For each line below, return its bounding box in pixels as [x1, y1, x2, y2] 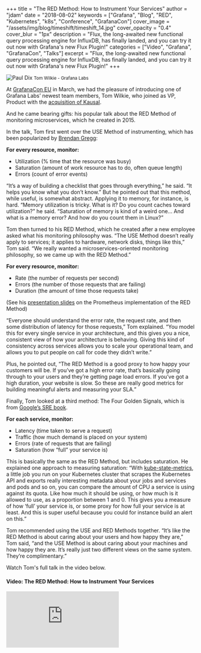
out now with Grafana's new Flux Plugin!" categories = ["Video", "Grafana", [6, 43, 192, 50]
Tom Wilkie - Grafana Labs [34, 75, 89, 81]
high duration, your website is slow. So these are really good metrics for [6, 379, 184, 387]
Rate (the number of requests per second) [14, 274, 119, 281]
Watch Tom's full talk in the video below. [6, 564, 106, 571]
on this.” [6, 516, 27, 522]
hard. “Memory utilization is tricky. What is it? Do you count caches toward [6, 201, 191, 208]
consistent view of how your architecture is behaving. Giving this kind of [6, 336, 185, 343]
